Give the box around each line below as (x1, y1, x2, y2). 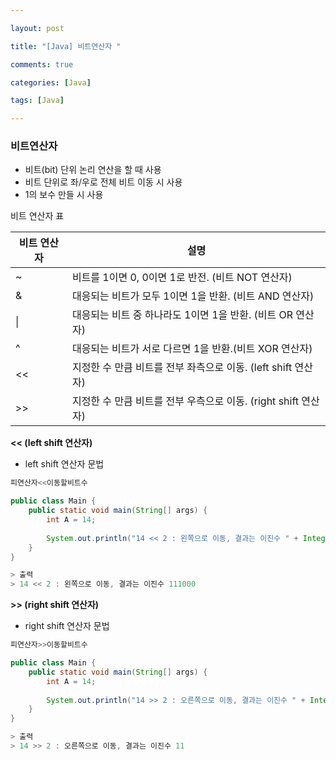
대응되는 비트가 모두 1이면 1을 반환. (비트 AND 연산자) (71, 289, 315, 303)
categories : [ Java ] (10, 77, 92, 88)
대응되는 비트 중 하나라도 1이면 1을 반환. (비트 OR (71, 308, 294, 322)
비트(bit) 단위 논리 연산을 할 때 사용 (24, 164, 162, 176)
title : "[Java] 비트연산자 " (10, 41, 122, 51)
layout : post (10, 23, 65, 33)
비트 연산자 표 (10, 210, 65, 222)
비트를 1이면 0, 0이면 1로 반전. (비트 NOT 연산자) (71, 271, 293, 285)
